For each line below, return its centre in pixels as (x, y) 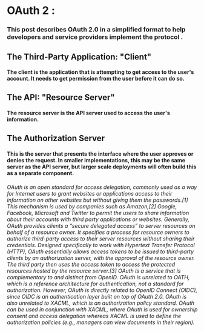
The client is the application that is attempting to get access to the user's (100, 72)
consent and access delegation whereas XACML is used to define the (94, 316)
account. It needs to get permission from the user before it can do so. (96, 79)
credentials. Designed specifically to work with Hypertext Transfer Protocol (101, 245)
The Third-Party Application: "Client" (79, 57)
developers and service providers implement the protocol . (95, 37)
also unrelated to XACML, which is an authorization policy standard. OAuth (101, 303)
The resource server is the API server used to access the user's (88, 113)
